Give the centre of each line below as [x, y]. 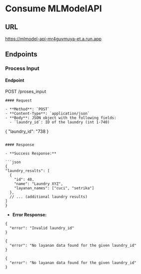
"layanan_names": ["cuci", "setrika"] [54, 188]
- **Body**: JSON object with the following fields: [61, 118]
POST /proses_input [26, 91]
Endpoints [21, 54]
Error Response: [30, 215]
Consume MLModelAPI [54, 9]
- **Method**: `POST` [28, 109]
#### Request [19, 100]
